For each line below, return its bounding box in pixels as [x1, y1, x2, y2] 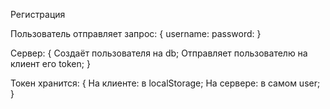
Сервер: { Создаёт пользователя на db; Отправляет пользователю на [10, 47, 308, 59]
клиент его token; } [10, 58, 91, 69]
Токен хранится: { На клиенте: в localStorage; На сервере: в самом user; [10, 77, 321, 89]
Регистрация [10, 9, 66, 20]
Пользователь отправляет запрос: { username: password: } [10, 28, 262, 39]
